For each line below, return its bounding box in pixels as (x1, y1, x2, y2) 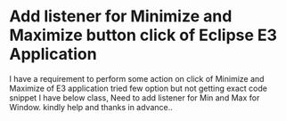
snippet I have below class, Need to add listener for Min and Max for (9, 92, 260, 103)
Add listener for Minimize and (9, 6, 233, 27)
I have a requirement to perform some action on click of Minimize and (9, 73, 265, 84)
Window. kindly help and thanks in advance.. (9, 101, 173, 112)
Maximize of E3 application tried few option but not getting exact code (9, 83, 267, 93)
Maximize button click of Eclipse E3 (9, 25, 278, 45)
